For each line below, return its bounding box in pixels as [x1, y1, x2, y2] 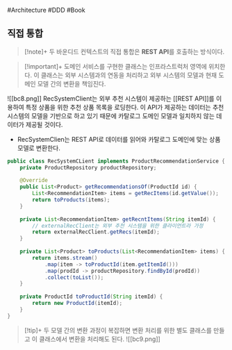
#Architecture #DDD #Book [7, 6, 85, 14]
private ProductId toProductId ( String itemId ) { [19, 293, 163, 301]
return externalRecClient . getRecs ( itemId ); [32, 228, 160, 235]
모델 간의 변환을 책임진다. [37, 79, 106, 87]
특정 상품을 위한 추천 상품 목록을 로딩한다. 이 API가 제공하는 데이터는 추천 [25, 103, 224, 111]
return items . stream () [32, 254, 98, 261]
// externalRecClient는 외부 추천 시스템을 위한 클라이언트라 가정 [32, 222, 204, 229]
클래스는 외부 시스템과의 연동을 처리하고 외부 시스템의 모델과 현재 [40, 71, 217, 79]
